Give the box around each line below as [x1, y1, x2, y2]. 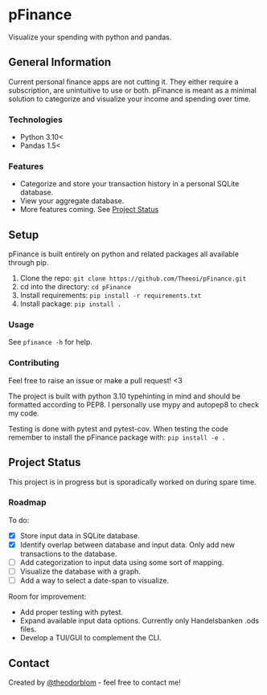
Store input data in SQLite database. [19, 530, 140, 540]
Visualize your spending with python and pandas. [8, 32, 172, 42]
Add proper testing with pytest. [19, 607, 123, 617]
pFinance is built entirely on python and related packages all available [8, 249, 240, 259]
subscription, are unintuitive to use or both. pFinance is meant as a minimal [8, 85, 257, 95]
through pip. [8, 258, 49, 268]
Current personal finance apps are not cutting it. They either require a [8, 76, 239, 86]
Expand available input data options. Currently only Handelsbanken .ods [19, 616, 260, 626]
